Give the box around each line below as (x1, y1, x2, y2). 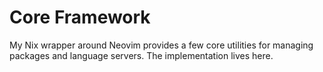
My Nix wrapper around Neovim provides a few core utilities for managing (9, 39, 314, 51)
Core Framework (9, 6, 151, 29)
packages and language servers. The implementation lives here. (9, 49, 274, 61)
